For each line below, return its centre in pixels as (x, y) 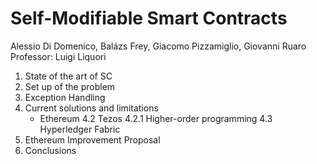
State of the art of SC (68, 76)
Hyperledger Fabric (80, 129)
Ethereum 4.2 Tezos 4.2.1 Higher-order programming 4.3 (156, 118)
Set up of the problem (70, 86)
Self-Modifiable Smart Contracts (149, 18)
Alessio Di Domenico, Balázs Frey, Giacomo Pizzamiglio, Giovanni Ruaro (158, 46)
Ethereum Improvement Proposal (92, 139)
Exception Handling (65, 97)
